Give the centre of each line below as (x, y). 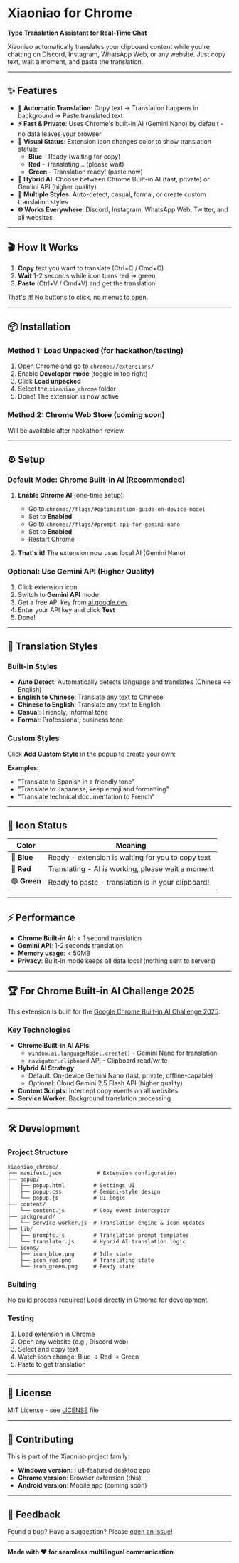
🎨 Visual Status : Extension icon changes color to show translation (115, 141)
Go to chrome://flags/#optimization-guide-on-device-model (117, 509)
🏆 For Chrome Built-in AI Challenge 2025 (101, 991)
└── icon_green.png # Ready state (78, 1266)
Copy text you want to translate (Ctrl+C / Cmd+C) (91, 268)
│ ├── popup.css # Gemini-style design (84, 1191)
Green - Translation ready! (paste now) (86, 172)
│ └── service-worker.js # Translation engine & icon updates (106, 1223)
